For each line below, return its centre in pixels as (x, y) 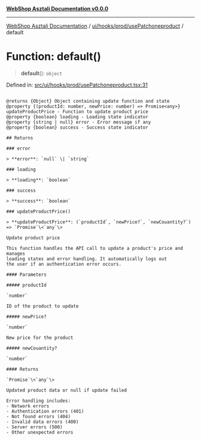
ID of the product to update (42, 306)
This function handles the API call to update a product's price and (95, 248)
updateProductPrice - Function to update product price (77, 111)
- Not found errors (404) (38, 416)
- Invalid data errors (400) (42, 422)
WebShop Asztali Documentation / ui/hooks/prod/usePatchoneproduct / (95, 26)
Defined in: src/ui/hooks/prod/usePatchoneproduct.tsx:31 (77, 85)
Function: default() (54, 57)
